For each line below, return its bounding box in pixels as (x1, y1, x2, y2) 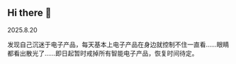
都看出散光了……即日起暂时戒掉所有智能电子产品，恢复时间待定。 (7, 49, 198, 57)
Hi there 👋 (7, 7, 52, 19)
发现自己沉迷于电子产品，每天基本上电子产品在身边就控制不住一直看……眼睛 (7, 40, 230, 49)
